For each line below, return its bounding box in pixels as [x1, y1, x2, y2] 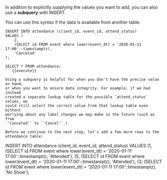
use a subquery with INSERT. [5, 9, 66, 15]
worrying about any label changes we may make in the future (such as [5, 112, 155, 117]
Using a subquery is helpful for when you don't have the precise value [5, 77, 160, 82]
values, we [5, 99, 28, 104]
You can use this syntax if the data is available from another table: [5, 19, 141, 25]
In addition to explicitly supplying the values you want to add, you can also [5, 4, 158, 10]
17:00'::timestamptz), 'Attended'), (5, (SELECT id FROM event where [5, 153, 145, 159]
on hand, [5, 81, 23, 86]
